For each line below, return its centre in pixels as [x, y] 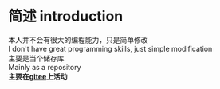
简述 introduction [66, 16]
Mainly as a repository [45, 67]
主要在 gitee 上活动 [38, 76]
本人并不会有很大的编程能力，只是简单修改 [78, 40]
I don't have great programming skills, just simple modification [110, 48]
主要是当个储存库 [36, 58]
